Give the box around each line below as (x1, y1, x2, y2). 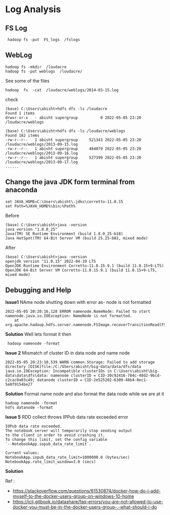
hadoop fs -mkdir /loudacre (5, 64, 67, 70)
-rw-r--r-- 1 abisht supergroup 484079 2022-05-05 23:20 (5, 146, 142, 151)
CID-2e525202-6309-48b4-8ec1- (84, 377, 148, 383)
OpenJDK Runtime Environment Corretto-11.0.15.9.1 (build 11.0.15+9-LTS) (5, 263, 164, 268)
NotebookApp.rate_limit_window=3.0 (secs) (5, 459, 96, 465)
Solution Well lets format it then (5, 331, 72, 337)
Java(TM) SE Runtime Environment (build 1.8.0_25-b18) (5, 231, 123, 236)
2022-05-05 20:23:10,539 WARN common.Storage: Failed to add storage (5, 360, 155, 365)
